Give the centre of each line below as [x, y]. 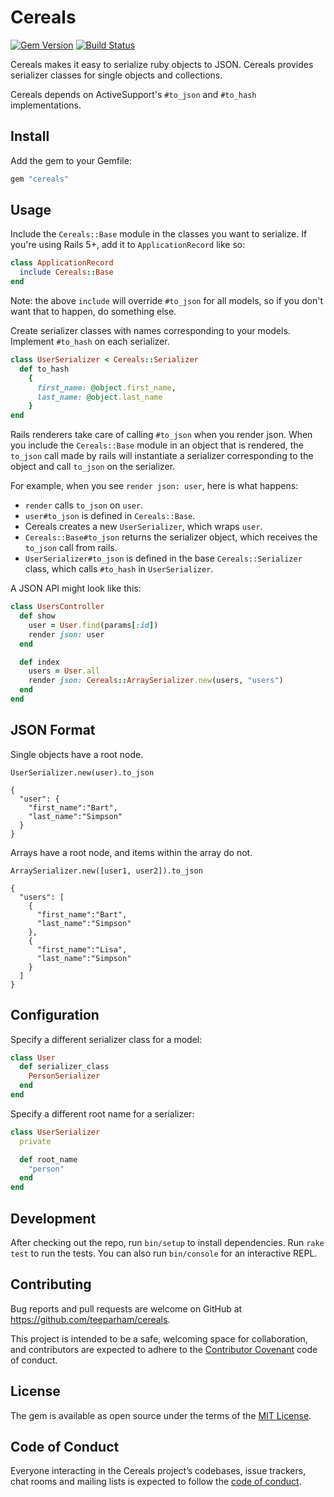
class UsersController [57, 607]
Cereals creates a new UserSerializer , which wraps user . [143, 527]
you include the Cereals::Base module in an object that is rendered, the [157, 445]
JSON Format [53, 730]
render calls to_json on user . [84, 505]
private [35, 1141]
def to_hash [44, 369]
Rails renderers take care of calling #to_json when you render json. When [161, 435]
